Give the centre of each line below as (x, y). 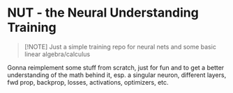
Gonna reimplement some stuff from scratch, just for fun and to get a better (116, 67)
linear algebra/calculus (57, 54)
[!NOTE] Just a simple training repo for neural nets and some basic (120, 46)
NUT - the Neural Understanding (103, 13)
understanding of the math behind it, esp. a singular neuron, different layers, (117, 75)
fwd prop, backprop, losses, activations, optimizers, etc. (88, 82)
